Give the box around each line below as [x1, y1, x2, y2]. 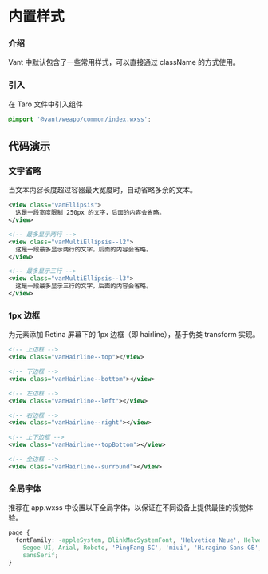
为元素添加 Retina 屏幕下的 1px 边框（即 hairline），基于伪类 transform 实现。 [8, 330, 260, 339]
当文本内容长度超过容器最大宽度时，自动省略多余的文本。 [8, 185, 197, 195]
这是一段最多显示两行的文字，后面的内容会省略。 [15, 245, 152, 253]
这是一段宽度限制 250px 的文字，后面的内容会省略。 [15, 209, 166, 217]
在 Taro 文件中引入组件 [8, 99, 84, 109]
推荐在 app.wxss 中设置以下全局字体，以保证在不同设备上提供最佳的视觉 [8, 503, 246, 512]
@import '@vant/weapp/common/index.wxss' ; [8, 115, 152, 123]
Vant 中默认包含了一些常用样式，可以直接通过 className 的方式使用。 [8, 58, 241, 67]
